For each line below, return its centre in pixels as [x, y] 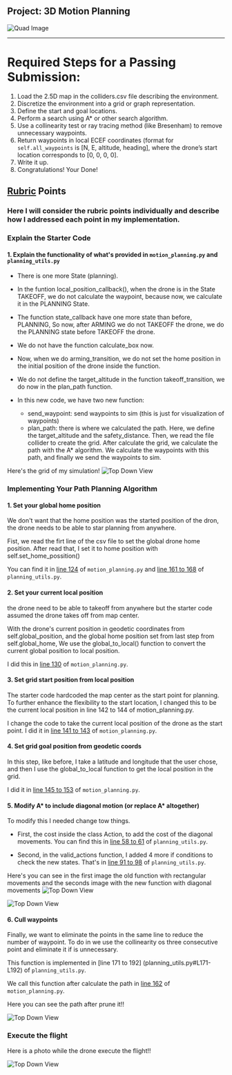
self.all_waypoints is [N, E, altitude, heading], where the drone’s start [117, 147]
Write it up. [33, 162]
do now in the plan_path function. [65, 387]
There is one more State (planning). [68, 276]
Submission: [44, 77]
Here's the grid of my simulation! [54, 471]
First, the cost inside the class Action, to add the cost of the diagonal [115, 834]
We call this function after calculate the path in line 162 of [89, 984]
